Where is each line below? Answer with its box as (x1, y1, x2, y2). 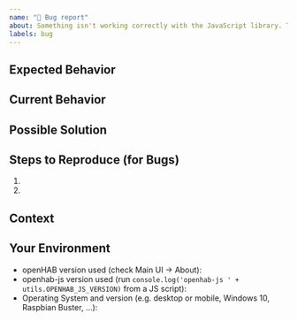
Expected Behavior (9, 62, 117, 77)
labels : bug (9, 29, 53, 38)
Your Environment (9, 241, 110, 256)
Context (9, 210, 55, 225)
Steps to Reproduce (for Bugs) (9, 152, 179, 167)
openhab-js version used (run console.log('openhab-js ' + (21, 273, 240, 284)
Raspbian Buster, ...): (21, 302, 98, 312)
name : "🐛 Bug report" (9, 12, 89, 22)
